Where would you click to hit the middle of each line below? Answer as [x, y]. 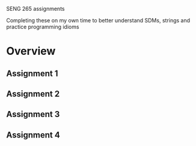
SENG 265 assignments [35, 9]
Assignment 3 [33, 114]
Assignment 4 [33, 135]
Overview [31, 51]
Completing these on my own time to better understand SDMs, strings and [98, 20]
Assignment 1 [32, 73]
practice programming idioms [43, 27]
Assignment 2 [33, 94]
